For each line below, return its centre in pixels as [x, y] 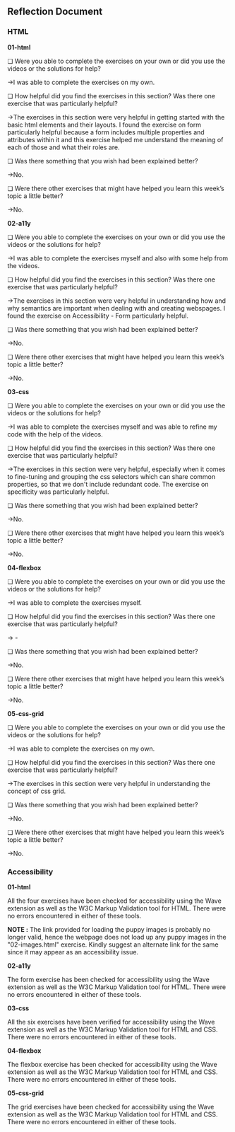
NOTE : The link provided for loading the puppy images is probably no [109, 929]
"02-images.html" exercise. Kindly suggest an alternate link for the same [113, 945]
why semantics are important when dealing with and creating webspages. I [116, 308]
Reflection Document [55, 12]
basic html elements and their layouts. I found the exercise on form [104, 125]
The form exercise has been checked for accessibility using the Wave [108, 979]
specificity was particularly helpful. [58, 492]
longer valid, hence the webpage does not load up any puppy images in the [117, 937]
